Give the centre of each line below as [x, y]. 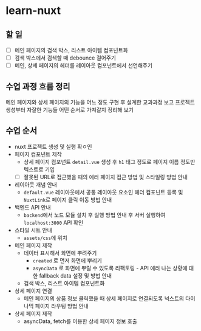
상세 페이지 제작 [33, 313]
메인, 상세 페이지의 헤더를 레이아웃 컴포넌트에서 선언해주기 [83, 66]
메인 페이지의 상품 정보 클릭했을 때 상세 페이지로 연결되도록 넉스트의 [104, 298]
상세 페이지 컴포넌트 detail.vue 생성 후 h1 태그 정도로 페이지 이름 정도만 [109, 162]
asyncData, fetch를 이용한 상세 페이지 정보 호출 [80, 321]
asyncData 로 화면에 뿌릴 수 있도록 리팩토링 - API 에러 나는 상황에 [110, 268]
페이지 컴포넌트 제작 [38, 154]
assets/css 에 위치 [45, 237]
